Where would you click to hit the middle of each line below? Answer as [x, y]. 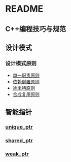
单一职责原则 [26, 75]
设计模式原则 [21, 63]
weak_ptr [17, 154]
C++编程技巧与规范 [36, 29]
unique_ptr [19, 126]
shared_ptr [19, 140]
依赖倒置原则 [26, 82]
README [24, 9]
